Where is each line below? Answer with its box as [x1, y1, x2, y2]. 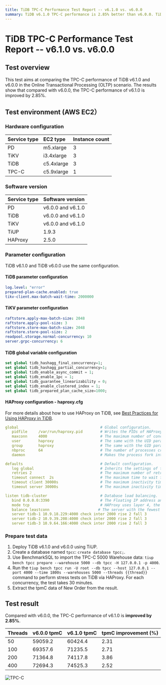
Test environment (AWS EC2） [5, 107, 101, 116]
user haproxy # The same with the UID [11, 439, 152, 444]
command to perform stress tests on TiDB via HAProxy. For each [12, 575, 144, 580]
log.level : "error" [5, 285, 45, 290]
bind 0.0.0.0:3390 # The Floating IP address [11, 498, 156, 503]
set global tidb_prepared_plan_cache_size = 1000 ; [5, 388, 107, 393]
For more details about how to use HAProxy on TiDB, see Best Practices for [5, 410, 159, 416]
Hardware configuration [5, 123, 64, 130]
